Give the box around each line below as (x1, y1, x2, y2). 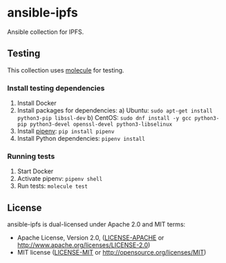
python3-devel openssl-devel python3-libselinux (30, 121, 173, 128)
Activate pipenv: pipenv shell (17, 175, 103, 183)
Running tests (7, 151, 55, 161)
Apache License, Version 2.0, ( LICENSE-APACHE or (17, 233, 164, 242)
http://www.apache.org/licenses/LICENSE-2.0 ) (17, 241, 151, 249)
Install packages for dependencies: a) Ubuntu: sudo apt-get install (17, 106, 213, 115)
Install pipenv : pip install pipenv (17, 127, 115, 135)
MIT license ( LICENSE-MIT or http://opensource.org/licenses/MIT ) (17, 249, 207, 257)
